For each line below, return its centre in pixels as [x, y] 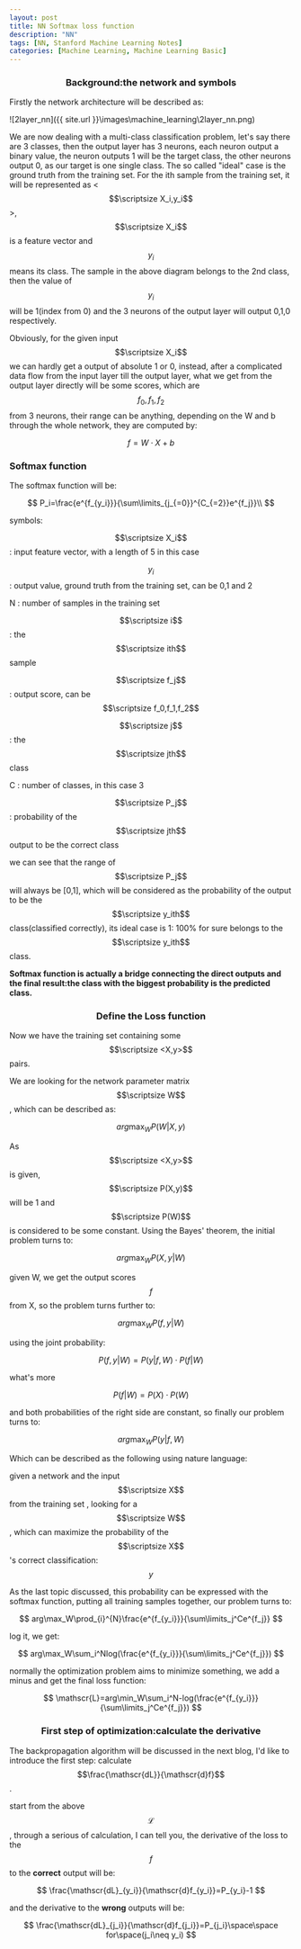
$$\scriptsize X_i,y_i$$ [151, 199]
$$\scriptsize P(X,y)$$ [151, 1188]
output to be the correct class [64, 844]
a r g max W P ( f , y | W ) [151, 1324]
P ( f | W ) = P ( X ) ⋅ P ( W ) [151, 1395]
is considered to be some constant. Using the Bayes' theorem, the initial [142, 1230]
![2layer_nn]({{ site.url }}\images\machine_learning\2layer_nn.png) [133, 120]
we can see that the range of [63, 862]
